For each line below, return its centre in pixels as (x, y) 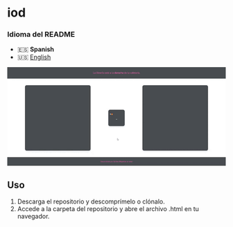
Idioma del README (41, 35)
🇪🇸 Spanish (35, 49)
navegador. (33, 217)
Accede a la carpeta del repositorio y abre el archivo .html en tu (108, 209)
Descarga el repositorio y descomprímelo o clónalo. (91, 201)
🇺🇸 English (34, 57)
